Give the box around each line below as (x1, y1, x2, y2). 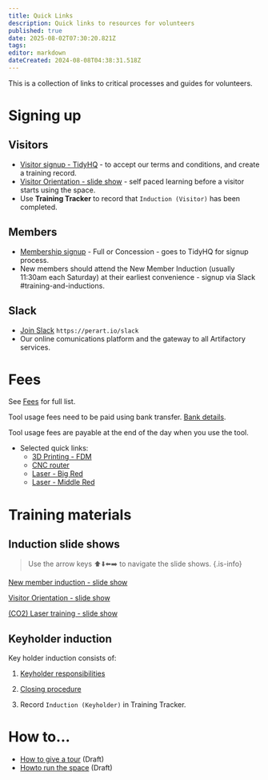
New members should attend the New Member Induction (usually (19, 264, 235, 273)
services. (19, 342, 50, 352)
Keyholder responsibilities (19, 669, 106, 678)
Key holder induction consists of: (8, 653, 117, 663)
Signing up (8, 107, 82, 125)
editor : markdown (8, 49, 66, 57)
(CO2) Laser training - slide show (8, 608, 118, 618)
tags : (8, 42, 26, 50)
